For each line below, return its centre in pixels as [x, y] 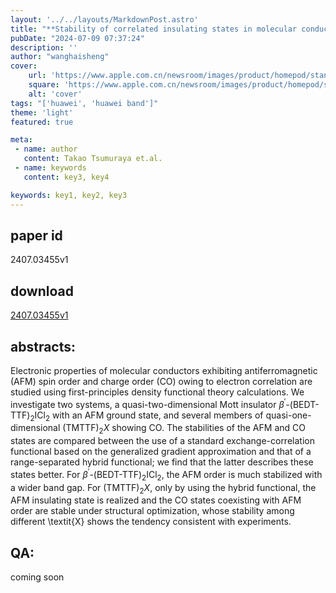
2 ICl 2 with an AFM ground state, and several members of [146, 416]
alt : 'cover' [55, 94]
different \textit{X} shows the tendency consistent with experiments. [151, 522]
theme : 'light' [42, 112]
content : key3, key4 [66, 177]
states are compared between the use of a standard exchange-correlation [162, 441]
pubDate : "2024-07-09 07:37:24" [77, 38]
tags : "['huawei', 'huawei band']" [84, 103]
